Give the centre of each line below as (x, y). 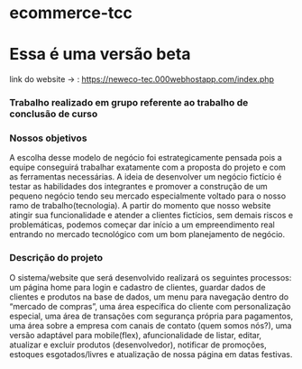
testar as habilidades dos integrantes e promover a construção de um (138, 187)
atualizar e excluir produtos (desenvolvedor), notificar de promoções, (138, 345)
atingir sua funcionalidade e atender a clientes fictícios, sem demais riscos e (151, 216)
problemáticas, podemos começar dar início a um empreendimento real (142, 225)
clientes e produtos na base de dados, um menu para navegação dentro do (149, 297)
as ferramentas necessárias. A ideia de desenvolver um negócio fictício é (146, 177)
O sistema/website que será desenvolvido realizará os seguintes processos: (151, 277)
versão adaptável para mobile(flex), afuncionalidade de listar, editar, (136, 335)
